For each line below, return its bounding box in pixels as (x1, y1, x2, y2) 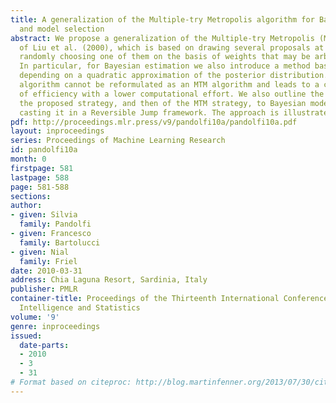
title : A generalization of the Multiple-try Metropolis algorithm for (10, 14, 315, 25)
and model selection (19, 24, 105, 34)
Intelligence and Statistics (19, 303, 141, 313)
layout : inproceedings (10, 126, 105, 136)
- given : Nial (10, 247, 70, 257)
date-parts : (19, 340, 70, 350)
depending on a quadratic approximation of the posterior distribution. (19, 71, 329, 81)
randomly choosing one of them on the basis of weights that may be (19, 52, 311, 62)
